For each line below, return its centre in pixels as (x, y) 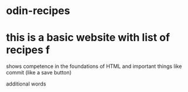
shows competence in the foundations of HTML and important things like (94, 66)
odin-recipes (38, 11)
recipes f (28, 50)
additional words (26, 84)
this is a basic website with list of (88, 38)
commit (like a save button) (39, 73)
